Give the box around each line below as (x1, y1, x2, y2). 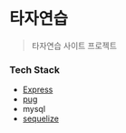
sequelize (22, 113, 59, 124)
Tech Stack (9, 63, 61, 76)
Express (22, 84, 53, 96)
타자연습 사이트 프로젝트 (31, 40, 118, 51)
